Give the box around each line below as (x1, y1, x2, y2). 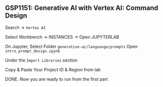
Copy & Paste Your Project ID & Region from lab (5, 66, 101, 72)
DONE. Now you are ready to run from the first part (5, 76, 108, 82)
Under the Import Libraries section (5, 57, 78, 63)
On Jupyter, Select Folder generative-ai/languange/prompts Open (5, 43, 138, 49)
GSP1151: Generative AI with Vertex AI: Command (5, 4, 159, 12)
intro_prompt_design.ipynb (5, 48, 60, 53)
